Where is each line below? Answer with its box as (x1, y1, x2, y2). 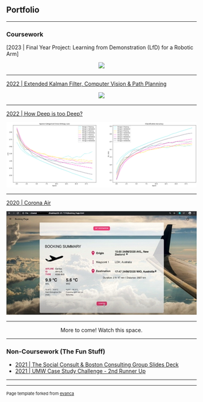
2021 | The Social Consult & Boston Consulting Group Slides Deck (14, 361, 179, 369)
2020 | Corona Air (6, 199, 51, 206)
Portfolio (6, 5, 40, 15)
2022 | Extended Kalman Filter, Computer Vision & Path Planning (6, 80, 167, 87)
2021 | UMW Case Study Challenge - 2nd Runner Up (14, 367, 146, 375)
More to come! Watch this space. (60, 327, 143, 334)
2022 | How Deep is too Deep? (6, 110, 83, 118)
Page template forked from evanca (6, 390, 74, 397)
